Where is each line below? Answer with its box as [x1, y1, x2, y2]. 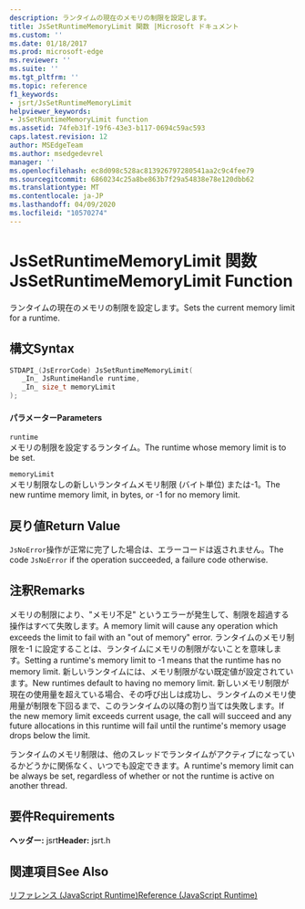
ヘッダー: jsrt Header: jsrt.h [9, 834, 111, 845]
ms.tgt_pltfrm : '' [9, 73, 79, 82]
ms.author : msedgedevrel [9, 149, 104, 158]
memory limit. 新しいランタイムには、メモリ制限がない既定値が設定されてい [9, 665, 294, 676]
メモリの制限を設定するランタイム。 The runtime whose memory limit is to [9, 442, 287, 453]
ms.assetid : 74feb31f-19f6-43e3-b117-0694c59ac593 [9, 124, 206, 133]
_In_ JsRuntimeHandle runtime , [21, 374, 141, 383]
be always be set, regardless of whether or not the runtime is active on [9, 770, 275, 781]
